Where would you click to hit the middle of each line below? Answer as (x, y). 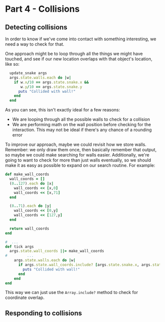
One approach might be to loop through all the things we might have (74, 54)
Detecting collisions (36, 27)
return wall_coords (29, 228)
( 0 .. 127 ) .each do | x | (32, 183)
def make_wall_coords (27, 174)
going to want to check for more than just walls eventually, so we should (78, 160)
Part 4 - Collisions (42, 9)
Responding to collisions (44, 313)
